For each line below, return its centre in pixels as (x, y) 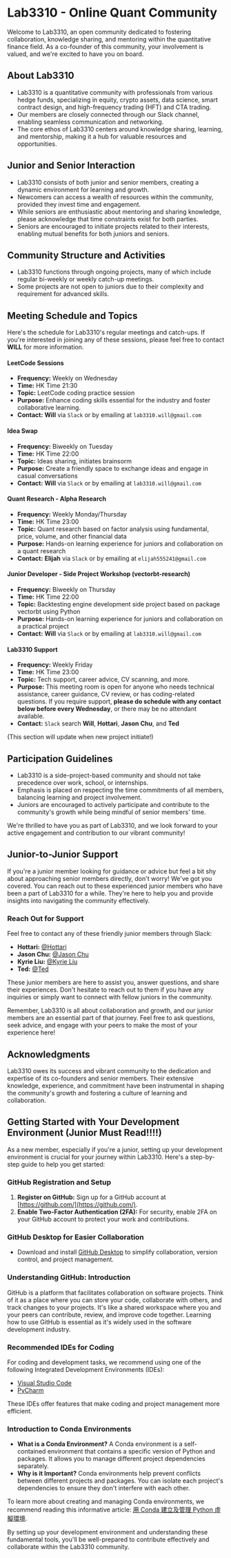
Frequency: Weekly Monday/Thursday (72, 514)
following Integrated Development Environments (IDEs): (86, 1369)
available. (31, 716)
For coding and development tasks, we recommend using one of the (104, 1362)
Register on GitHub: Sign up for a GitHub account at (92, 1197)
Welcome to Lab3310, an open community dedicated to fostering (99, 32)
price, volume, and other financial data (72, 536)
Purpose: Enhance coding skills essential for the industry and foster (114, 400)
